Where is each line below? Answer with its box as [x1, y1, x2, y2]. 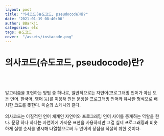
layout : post [5, 7, 32, 12]
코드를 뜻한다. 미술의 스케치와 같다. [14, 102, 81, 108]
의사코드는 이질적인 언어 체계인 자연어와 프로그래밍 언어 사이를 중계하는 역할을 [5, 113, 154, 119]
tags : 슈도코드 [5, 30, 32, 35]
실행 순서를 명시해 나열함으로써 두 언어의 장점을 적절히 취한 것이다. [14, 125, 141, 131]
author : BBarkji [5, 21, 38, 26]
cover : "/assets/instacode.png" [5, 35, 73, 40]
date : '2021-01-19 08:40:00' [5, 16, 65, 21]
